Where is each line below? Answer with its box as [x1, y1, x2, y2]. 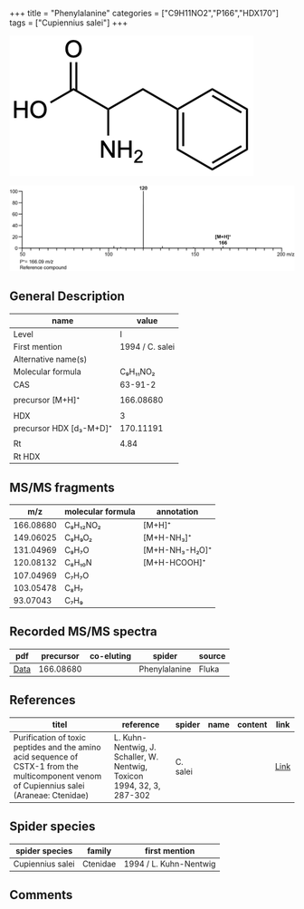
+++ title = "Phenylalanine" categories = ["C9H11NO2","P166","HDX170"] [9, 8, 279, 18]
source [198, 651, 226, 662]
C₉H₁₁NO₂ [119, 366, 156, 377]
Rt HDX [13, 450, 41, 461]
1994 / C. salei [119, 341, 175, 352]
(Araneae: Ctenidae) [13, 790, 89, 801]
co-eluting [89, 651, 132, 662]
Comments [9, 887, 73, 903]
